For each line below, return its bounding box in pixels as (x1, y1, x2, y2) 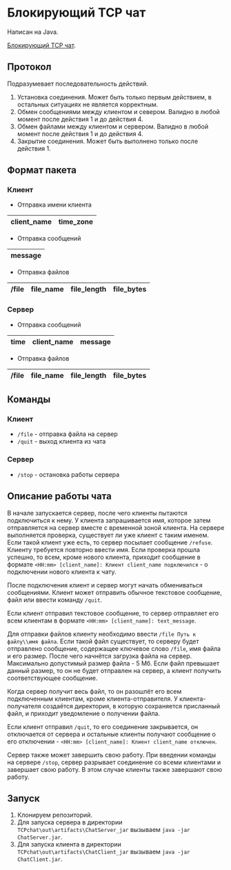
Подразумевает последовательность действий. (7, 79, 148, 88)
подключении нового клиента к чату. (7, 567, 117, 576)
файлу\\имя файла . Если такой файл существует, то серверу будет (7, 637, 199, 645)
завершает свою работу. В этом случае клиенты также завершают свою (7, 765, 223, 773)
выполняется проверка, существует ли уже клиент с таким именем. (7, 531, 209, 539)
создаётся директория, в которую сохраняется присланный (42, 701, 221, 710)
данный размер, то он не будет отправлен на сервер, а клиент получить (7, 666, 221, 674)
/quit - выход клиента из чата (17, 437, 106, 446)
